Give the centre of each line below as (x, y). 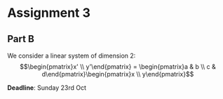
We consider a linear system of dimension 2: (72, 55)
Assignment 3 (49, 13)
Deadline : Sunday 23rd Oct (47, 88)
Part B (21, 39)
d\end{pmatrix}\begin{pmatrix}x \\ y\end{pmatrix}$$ (118, 74)
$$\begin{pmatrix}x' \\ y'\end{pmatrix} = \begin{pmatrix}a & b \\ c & (118, 67)
